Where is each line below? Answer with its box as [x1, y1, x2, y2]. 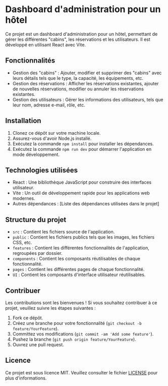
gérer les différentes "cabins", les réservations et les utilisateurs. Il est [5, 36, 150, 42]
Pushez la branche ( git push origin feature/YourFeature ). [12, 337, 136, 342]
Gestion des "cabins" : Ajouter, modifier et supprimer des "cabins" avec [12, 70, 162, 76]
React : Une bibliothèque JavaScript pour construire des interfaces [12, 179, 152, 185]
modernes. [12, 195, 35, 201]
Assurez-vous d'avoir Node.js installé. [12, 135, 92, 141]
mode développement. [12, 151, 60, 157]
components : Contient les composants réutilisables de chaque [12, 256, 140, 262]
